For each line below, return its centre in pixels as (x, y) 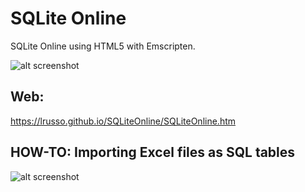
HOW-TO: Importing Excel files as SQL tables (153, 152)
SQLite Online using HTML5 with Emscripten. (103, 46)
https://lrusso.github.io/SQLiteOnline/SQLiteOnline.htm (123, 121)
